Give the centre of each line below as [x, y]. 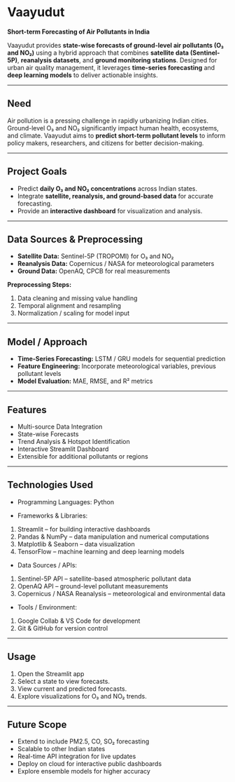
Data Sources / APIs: [47, 565]
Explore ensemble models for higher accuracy [84, 771]
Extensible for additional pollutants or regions [83, 456]
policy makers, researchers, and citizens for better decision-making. [106, 143]
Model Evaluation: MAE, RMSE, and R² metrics [85, 381]
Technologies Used [50, 485]
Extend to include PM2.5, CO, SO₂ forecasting [83, 741]
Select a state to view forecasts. [64, 681]
